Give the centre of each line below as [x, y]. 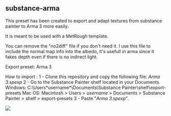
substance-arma [32, 8]
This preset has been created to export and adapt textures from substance [84, 20]
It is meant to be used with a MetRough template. [57, 36]
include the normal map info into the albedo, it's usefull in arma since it [80, 51]
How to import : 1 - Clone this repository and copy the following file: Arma [83, 77]
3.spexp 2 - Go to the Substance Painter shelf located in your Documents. [83, 82]
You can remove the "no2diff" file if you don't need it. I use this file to [78, 46]
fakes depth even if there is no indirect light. [52, 57]
